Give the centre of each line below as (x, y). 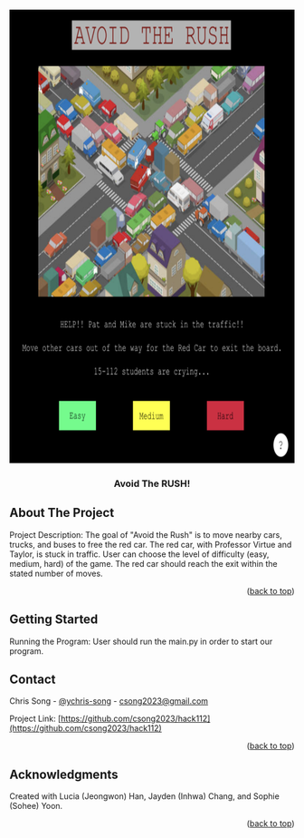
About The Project (62, 513)
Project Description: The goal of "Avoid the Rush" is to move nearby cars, (146, 534)
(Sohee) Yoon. (36, 806)
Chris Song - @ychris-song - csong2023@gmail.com (109, 701)
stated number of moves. (56, 573)
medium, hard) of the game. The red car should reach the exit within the (143, 563)
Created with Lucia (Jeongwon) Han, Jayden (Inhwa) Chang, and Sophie (145, 796)
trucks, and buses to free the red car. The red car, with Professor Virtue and (151, 544)
